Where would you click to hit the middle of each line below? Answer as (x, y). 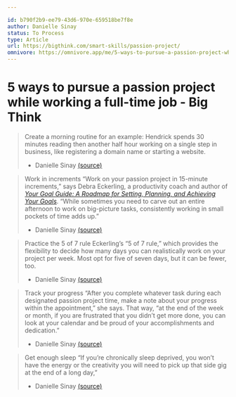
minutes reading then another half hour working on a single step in (121, 144)
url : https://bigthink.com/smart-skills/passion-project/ (94, 46)
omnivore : (22, 53)
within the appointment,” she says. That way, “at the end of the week (124, 308)
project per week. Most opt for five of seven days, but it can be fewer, (125, 258)
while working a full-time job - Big (108, 102)
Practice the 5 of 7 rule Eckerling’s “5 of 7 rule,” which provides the (122, 243)
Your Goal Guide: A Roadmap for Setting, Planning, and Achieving (120, 193)
